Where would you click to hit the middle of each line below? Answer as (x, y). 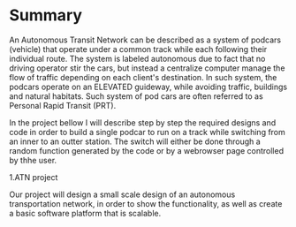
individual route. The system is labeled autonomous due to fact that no (137, 58)
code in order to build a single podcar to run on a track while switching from (147, 132)
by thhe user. (33, 160)
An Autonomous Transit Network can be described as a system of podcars (145, 40)
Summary (46, 15)
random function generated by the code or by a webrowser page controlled (147, 150)
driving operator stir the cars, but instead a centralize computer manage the (147, 68)
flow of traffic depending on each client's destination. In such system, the (143, 77)
